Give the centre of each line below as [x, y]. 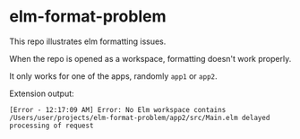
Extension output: [42, 93]
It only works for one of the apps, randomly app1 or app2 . [113, 76]
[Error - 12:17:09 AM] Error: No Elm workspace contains [118, 109]
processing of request [51, 126]
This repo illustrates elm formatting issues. [88, 41]
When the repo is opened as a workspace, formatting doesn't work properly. [150, 58]
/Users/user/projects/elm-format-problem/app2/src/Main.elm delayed [140, 117]
